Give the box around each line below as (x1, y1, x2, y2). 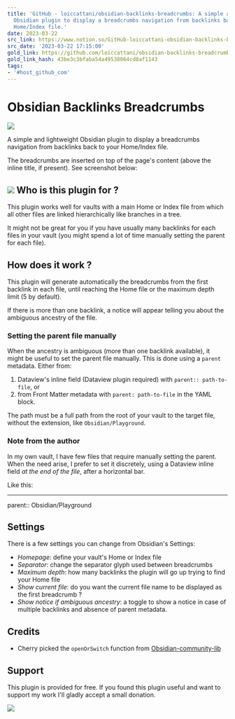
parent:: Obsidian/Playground (7, 500, 92, 509)
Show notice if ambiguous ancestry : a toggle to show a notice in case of (17, 598, 227, 606)
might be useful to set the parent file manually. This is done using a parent (7, 355, 222, 363)
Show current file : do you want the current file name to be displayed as (17, 583, 222, 591)
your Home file (17, 575, 61, 584)
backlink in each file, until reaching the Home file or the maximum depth (7, 285, 215, 294)
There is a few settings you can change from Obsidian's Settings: (7, 540, 196, 548)
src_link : (7, 36, 36, 43)
